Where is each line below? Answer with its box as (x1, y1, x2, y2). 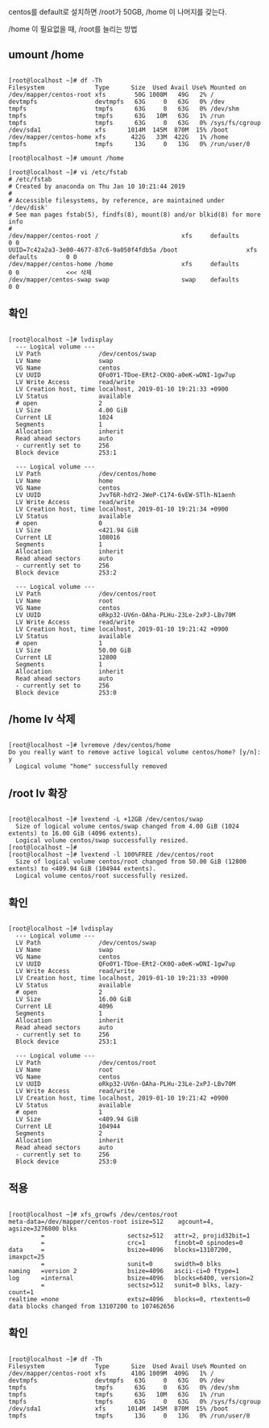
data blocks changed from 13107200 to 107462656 (8, 1302, 175, 1310)
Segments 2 (15, 1129, 103, 1138)
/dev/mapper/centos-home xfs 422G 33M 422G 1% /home (8, 132, 229, 141)
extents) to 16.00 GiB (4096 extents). (8, 829, 143, 837)
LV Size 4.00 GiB (15, 406, 128, 414)
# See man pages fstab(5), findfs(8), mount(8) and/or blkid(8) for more (8, 211, 262, 219)
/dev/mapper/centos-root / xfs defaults (8, 232, 240, 240)
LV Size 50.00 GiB (15, 646, 131, 654)
